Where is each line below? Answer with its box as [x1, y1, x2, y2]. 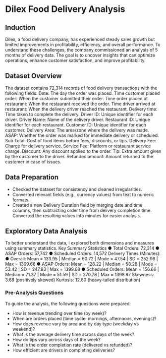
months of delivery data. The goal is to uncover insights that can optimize [5, 52, 155, 58]
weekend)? [12, 326, 35, 332]
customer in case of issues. [5, 159, 61, 165]
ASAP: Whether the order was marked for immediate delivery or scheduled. [5, 132, 160, 138]
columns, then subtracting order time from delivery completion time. [12, 207, 152, 213]
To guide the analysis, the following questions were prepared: [5, 300, 131, 306]
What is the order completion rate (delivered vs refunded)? [12, 342, 132, 348]
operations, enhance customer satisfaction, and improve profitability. [5, 58, 146, 63]
